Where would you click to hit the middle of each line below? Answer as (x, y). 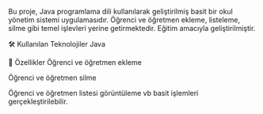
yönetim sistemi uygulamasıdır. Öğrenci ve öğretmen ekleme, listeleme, (124, 20)
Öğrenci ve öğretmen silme (52, 78)
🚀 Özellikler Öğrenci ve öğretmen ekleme (75, 62)
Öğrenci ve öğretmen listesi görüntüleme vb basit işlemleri (103, 93)
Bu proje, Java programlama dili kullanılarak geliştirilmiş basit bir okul (121, 11)
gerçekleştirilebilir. (38, 101)
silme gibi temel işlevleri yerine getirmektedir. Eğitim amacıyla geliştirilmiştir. (132, 28)
